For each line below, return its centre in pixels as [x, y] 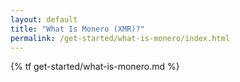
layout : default [44, 19]
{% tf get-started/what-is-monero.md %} [95, 67]
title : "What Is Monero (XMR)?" [77, 29]
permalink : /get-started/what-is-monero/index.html [120, 38]
